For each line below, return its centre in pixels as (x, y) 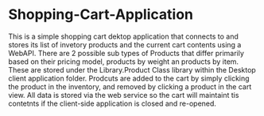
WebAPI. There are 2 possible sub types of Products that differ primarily (126, 53)
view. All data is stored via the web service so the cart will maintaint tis (124, 95)
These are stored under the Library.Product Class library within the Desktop (132, 69)
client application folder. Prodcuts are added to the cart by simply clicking (129, 78)
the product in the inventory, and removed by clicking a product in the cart (130, 86)
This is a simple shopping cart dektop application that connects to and (123, 36)
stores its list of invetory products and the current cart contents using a (125, 44)
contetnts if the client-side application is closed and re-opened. (113, 103)
